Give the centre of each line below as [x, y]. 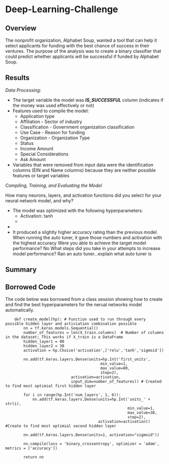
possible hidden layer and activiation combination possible [71, 324]
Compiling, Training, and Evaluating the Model [54, 185]
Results [17, 78]
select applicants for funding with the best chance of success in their [77, 46]
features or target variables [41, 175]
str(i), [13, 404]
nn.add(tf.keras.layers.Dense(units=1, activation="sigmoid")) [91, 435]
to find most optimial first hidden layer [51, 386]
